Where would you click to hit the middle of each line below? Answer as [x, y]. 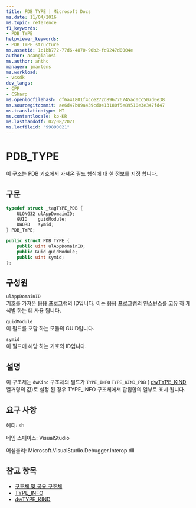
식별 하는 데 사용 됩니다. [34, 311]
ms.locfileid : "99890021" [38, 127]
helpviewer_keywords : [33, 39]
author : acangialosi [32, 56]
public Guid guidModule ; [47, 252]
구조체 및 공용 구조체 [38, 486]
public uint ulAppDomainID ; [51, 246]
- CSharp [17, 94]
